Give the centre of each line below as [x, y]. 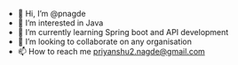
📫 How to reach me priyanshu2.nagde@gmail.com [111, 51]
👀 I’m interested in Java [60, 23]
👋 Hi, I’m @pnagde [52, 14]
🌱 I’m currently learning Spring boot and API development [123, 32]
